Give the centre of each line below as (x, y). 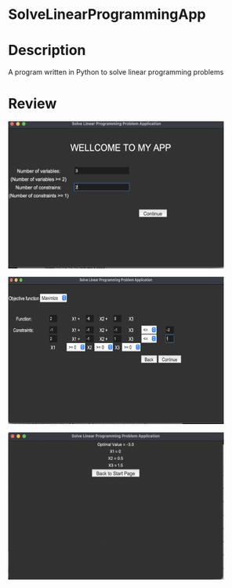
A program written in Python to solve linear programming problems (116, 72)
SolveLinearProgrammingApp (107, 15)
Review (33, 104)
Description (47, 51)
